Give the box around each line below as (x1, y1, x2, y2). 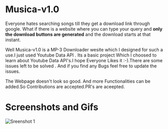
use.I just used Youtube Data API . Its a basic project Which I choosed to (5, 52, 157, 58)
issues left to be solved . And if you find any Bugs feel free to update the (5, 63, 157, 69)
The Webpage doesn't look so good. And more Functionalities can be (5, 78, 151, 84)
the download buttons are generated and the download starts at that (5, 31, 151, 37)
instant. (5, 37, 21, 43)
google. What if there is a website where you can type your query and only (5, 25, 163, 32)
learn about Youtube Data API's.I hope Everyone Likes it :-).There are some (5, 57, 163, 63)
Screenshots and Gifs (5, 101, 98, 113)
